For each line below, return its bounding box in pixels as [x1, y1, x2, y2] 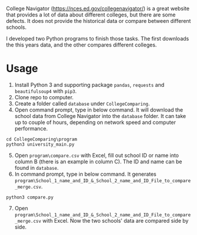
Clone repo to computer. [14, 93, 74, 100]
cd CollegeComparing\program [6, 136, 77, 142]
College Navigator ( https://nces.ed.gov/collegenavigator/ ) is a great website [6, 5, 189, 12]
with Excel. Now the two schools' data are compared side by [42, 217, 189, 224]
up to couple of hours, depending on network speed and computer [14, 119, 176, 126]
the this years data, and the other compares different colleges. [6, 41, 157, 48]
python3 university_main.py [6, 141, 75, 147]
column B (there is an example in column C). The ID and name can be [14, 158, 182, 165]
